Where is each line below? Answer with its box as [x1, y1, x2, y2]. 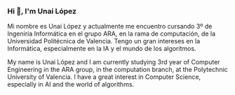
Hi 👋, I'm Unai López [7, 6, 77, 16]
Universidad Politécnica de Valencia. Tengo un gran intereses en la [7, 37, 201, 45]
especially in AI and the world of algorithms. [7, 80, 135, 89]
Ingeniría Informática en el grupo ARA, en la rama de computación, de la [7, 29, 216, 38]
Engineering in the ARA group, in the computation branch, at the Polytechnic [7, 66, 228, 74]
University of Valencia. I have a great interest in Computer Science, [7, 73, 201, 81]
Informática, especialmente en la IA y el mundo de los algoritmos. [7, 45, 196, 53]
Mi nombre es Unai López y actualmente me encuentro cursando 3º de [7, 22, 213, 31]
